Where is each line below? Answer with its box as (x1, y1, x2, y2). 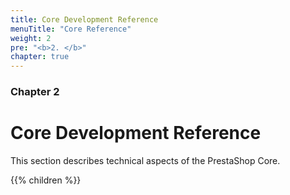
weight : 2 (10, 33, 52, 43)
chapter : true (10, 52, 70, 62)
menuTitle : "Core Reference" (10, 24, 132, 34)
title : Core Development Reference (10, 14, 159, 25)
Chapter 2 (10, 85, 60, 99)
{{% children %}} (10, 174, 82, 186)
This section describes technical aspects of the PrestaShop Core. (10, 154, 281, 166)
